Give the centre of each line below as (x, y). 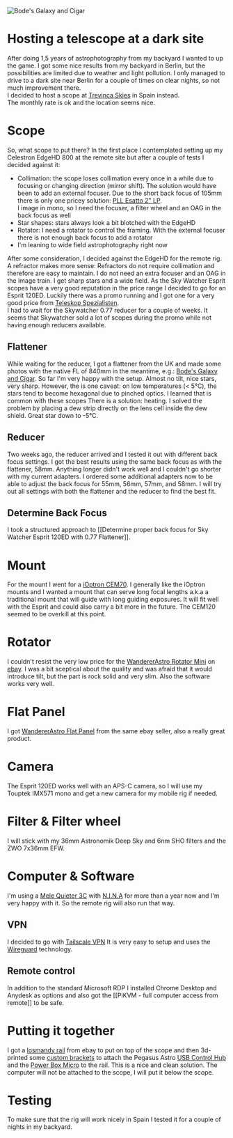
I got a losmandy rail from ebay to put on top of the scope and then (103, 1050)
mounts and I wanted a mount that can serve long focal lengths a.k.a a (108, 592)
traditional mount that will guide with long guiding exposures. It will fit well (113, 600)
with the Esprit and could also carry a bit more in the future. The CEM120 (112, 607)
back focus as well (44, 215)
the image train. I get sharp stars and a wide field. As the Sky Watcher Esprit (116, 280)
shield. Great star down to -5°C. (53, 415)
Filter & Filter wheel (64, 821)
